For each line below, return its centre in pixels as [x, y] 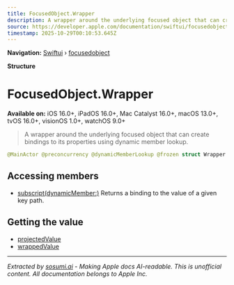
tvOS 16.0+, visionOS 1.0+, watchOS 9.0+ [67, 121]
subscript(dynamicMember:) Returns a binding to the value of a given [117, 193]
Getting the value [45, 222]
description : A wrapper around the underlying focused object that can [113, 20]
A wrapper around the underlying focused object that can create [117, 135]
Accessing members [53, 176]
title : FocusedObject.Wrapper [51, 14]
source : [18, 26]
